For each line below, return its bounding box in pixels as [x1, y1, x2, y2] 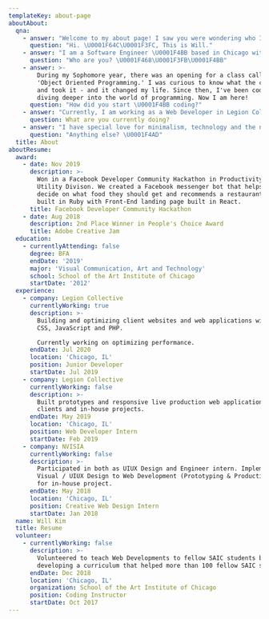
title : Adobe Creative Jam [29, 227, 120, 236]
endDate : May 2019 [29, 413, 91, 421]
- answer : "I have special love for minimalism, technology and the [22, 123, 256, 131]
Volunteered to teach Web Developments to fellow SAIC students [37, 553, 256, 562]
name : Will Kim [15, 517, 66, 525]
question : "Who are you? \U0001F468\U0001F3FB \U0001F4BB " [29, 57, 227, 65]
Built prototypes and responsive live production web [37, 397, 220, 406]
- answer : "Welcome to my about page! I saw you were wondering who [22, 34, 256, 42]
